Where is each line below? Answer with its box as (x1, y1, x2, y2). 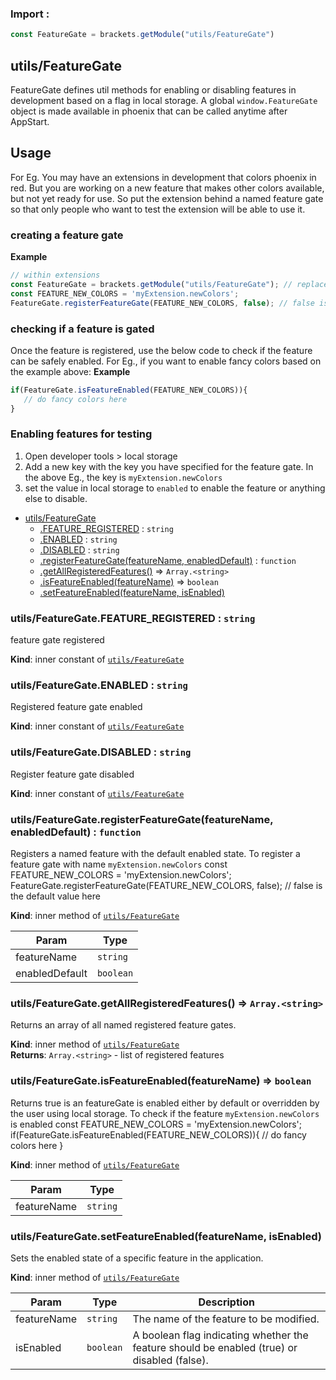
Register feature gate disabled (10, 768, 135, 780)
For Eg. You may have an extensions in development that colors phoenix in (10, 171, 317, 183)
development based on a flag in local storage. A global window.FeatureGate (10, 94, 318, 106)
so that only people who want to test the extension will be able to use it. (10, 203, 306, 215)
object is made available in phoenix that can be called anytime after (10, 105, 288, 117)
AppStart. (10, 115, 50, 127)
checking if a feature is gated (10, 322, 155, 336)
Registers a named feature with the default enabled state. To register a (10, 848, 301, 859)
